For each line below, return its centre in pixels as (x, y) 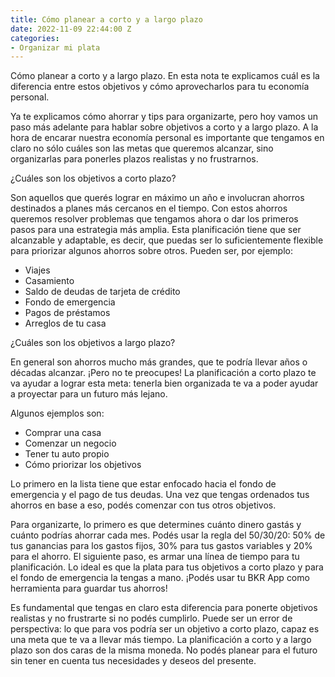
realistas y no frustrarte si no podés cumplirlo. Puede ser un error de (151, 618)
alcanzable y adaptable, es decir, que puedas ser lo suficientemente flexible (167, 240)
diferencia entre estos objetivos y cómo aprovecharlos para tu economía (160, 87)
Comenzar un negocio (70, 443)
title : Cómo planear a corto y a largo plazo (106, 19)
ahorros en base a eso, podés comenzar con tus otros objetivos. (143, 505)
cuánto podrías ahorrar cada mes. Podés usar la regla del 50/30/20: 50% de (168, 535)
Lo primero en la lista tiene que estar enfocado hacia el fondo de (143, 484)
